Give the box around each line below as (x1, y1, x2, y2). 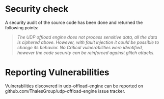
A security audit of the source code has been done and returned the (5, 20, 143, 25)
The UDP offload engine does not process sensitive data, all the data (17, 34, 158, 40)
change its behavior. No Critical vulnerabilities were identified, (17, 44, 143, 50)
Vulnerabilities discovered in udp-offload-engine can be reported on (5, 83, 143, 89)
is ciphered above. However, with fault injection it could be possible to (17, 39, 160, 45)
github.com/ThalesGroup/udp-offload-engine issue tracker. (5, 88, 126, 94)
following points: (5, 24, 39, 30)
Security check (5, 3, 69, 15)
